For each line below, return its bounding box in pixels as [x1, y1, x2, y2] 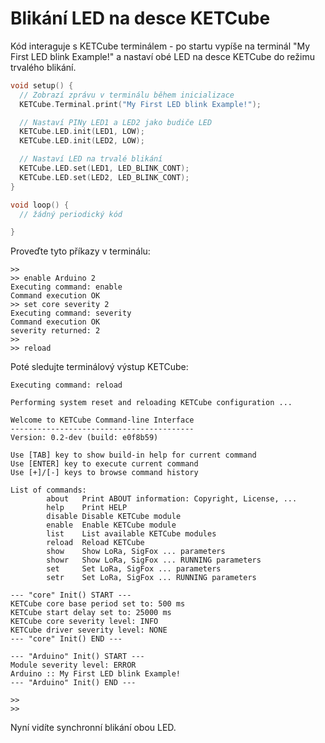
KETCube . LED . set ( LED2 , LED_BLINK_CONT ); [19, 172, 190, 182]
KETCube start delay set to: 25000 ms [10, 608, 172, 618]
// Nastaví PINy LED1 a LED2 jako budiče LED [19, 117, 213, 127]
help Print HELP [46, 503, 128, 513]
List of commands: [10, 485, 87, 496]
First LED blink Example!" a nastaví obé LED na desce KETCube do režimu [10, 50, 315, 62]
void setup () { [10, 80, 74, 91]
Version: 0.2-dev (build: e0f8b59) [10, 433, 159, 443]
